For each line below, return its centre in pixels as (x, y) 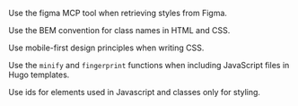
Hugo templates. (39, 75)
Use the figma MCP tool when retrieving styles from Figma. (118, 13)
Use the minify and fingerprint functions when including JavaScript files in (149, 65)
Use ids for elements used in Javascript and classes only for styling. (135, 92)
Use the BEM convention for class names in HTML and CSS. (119, 30)
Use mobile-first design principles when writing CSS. (106, 48)
